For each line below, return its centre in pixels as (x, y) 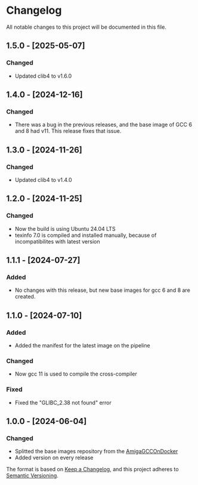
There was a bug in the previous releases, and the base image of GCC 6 (103, 125)
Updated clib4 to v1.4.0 (44, 180)
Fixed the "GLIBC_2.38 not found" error (63, 402)
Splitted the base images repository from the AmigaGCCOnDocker (96, 452)
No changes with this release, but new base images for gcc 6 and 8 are (103, 290)
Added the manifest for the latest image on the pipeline (82, 346)
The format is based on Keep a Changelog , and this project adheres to (92, 469)
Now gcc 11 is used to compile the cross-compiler (76, 374)
